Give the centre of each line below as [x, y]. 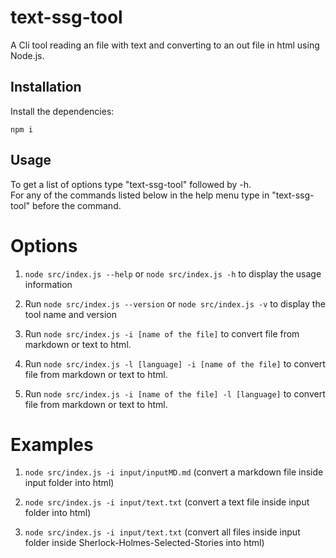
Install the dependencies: [62, 111]
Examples [52, 444]
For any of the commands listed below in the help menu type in [140, 195]
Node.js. [27, 55]
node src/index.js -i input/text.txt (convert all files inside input [162, 532]
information [48, 284]
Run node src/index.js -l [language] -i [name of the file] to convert [175, 363]
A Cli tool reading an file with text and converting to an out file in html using [165, 45]
